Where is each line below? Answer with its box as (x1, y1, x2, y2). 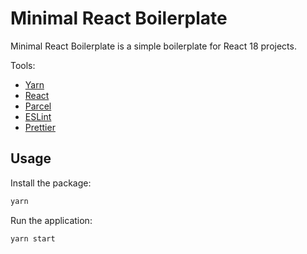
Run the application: (10, 214, 93, 226)
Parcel (24, 100, 52, 112)
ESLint (24, 110, 52, 122)
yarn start (10, 233, 56, 244)
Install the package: (10, 177, 92, 189)
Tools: (10, 59, 36, 71)
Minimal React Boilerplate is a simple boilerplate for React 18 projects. (10, 40, 297, 52)
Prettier (24, 121, 56, 133)
